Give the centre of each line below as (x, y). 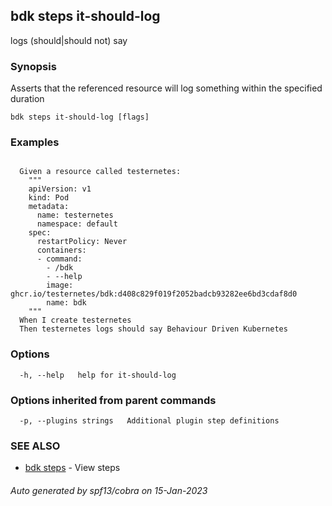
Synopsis (33, 66)
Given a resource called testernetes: (100, 172)
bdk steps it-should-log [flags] (80, 117)
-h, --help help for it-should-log (98, 375)
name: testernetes (75, 215)
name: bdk (66, 303)
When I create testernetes (75, 320)
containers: (61, 250)
